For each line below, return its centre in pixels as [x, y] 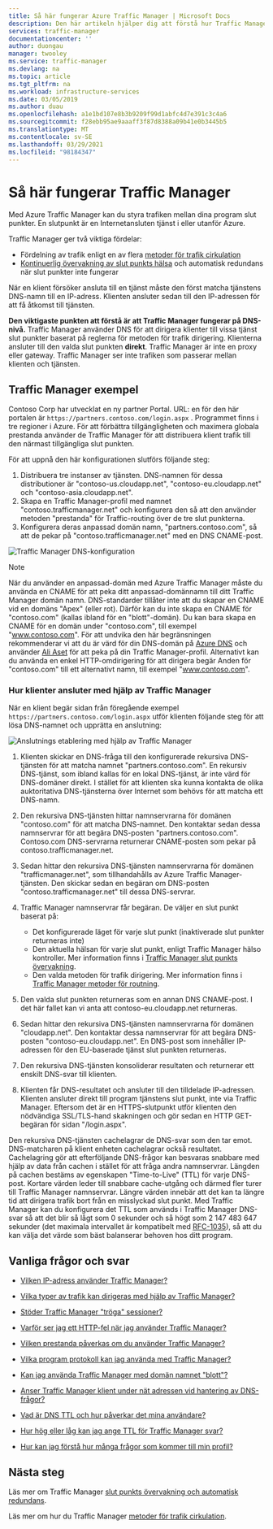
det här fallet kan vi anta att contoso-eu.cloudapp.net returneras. [129, 1008]
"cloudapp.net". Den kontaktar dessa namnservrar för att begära [128, 1032]
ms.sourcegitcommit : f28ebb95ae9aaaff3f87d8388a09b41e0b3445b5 [118, 122]
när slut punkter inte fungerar [69, 272]
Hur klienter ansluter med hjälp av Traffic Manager [110, 690]
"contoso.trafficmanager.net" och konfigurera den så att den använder [138, 510]
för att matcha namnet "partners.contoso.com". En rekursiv [148, 766]
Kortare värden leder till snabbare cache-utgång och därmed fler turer [145, 1184]
